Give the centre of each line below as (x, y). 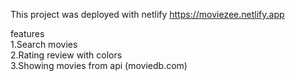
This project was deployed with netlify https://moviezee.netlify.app (147, 14)
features (27, 33)
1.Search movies (44, 44)
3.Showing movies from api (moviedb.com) (99, 65)
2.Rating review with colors (66, 55)
